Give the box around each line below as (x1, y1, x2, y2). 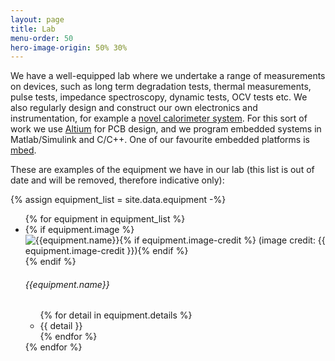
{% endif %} (24, 256, 77, 268)
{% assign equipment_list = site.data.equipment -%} (10, 194, 227, 206)
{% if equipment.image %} (24, 224, 135, 236)
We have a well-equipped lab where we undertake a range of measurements (10, 70, 326, 82)
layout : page (10, 14, 65, 25)
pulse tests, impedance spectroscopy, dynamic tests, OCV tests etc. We (10, 91, 308, 103)
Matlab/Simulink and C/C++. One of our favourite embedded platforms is (10, 134, 310, 146)
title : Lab (10, 24, 56, 34)
